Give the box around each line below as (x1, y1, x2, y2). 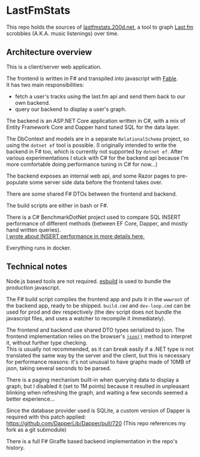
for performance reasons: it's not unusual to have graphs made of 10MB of (6, 358, 191, 365)
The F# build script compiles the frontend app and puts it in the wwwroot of (6, 295, 189, 303)
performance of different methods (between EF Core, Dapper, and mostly (6, 220, 188, 227)
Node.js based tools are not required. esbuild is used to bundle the (6, 277, 171, 285)
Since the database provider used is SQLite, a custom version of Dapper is (6, 407, 190, 414)
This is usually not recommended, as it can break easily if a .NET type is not (6, 345, 194, 353)
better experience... (6, 395, 55, 402)
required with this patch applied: (6, 413, 86, 420)
